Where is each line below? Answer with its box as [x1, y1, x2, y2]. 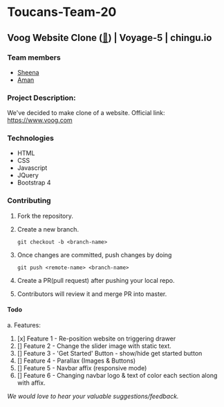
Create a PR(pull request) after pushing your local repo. [17, 276, 175, 284]
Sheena [17, 68, 39, 76]
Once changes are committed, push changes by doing [17, 250, 172, 259]
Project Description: [7, 93, 76, 103]
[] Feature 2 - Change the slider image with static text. [17, 341, 171, 350]
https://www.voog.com [7, 116, 73, 125]
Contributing [7, 196, 51, 205]
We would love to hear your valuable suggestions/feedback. [7, 392, 179, 400]
